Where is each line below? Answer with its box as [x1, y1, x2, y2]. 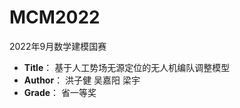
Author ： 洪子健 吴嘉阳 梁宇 [23, 74, 141, 86]
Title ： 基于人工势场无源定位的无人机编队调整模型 [23, 61, 231, 73]
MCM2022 [9, 6, 101, 29]
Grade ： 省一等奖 [23, 86, 97, 98]
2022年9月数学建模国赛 [9, 40, 107, 52]
